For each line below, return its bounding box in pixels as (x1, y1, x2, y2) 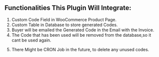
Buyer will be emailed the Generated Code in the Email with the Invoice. (11, 27, 155, 33)
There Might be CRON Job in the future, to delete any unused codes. (11, 46, 149, 52)
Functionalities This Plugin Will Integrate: (4, 4, 132, 12)
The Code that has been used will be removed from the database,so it (11, 32, 151, 38)
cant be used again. (11, 37, 51, 43)
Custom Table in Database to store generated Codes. (11, 22, 118, 28)
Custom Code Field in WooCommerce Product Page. (11, 16, 117, 22)
